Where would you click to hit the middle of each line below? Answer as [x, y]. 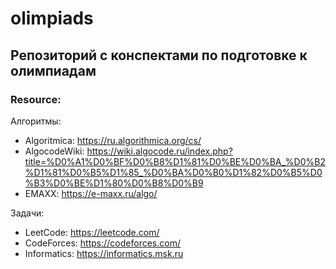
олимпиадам [53, 70]
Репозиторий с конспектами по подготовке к [159, 55]
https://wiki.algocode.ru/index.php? [159, 151]
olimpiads [52, 18]
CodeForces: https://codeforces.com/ [102, 243]
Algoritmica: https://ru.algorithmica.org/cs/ [113, 140]
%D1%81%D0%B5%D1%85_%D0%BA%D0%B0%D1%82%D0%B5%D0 [173, 172]
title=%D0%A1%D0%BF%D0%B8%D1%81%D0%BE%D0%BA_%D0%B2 [175, 161]
